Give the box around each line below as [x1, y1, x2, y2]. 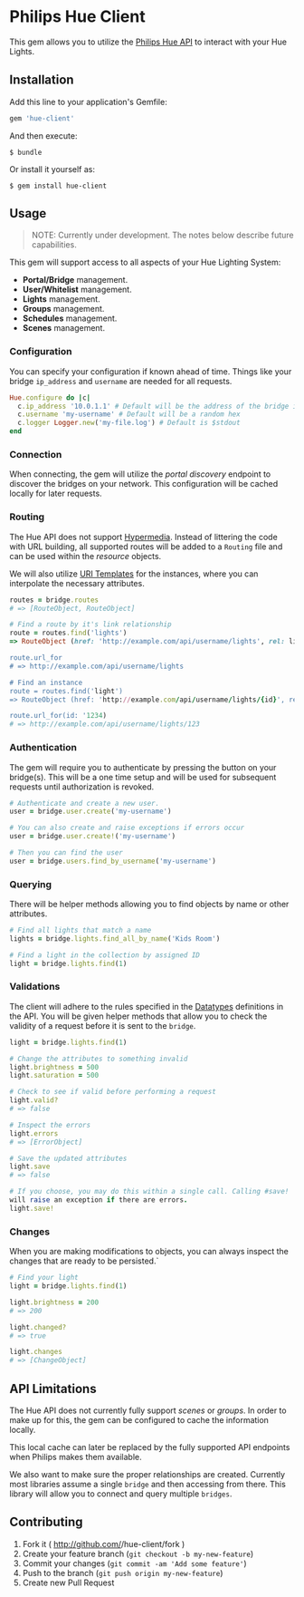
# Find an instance [9, 678, 83, 687]
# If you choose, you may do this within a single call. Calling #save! [9, 1187, 290, 1196]
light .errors [9, 1128, 59, 1138]
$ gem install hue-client [9, 181, 107, 190]
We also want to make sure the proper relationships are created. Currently [9, 1468, 286, 1479]
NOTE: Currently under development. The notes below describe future [31, 229, 294, 241]
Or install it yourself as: [9, 163, 95, 174]
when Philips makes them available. [9, 1451, 142, 1462]
